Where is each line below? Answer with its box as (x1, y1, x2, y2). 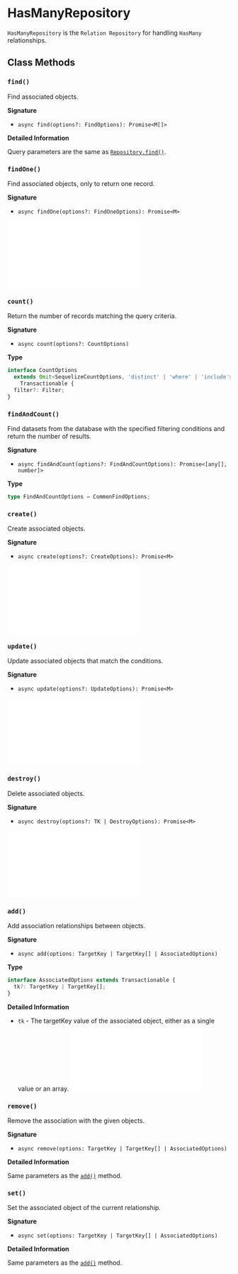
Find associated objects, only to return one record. (7, 179, 155, 187)
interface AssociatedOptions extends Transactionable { (7, 976, 176, 984)
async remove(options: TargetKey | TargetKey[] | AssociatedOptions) (17, 1145, 228, 1152)
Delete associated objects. (7, 789, 85, 797)
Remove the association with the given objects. (7, 1116, 145, 1125)
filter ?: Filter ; (13, 386, 65, 393)
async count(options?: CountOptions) (17, 341, 130, 348)
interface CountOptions (7, 367, 78, 374)
